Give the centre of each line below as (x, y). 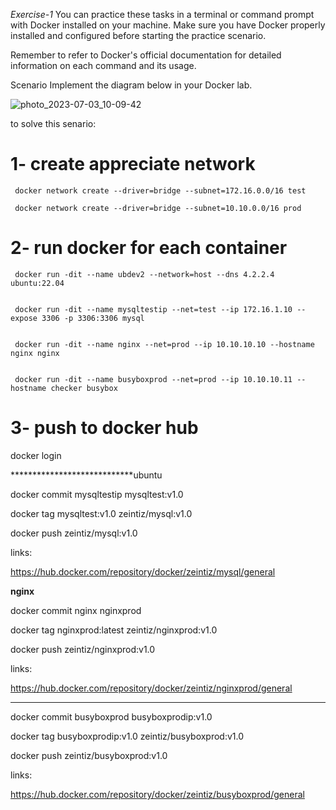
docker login (36, 455)
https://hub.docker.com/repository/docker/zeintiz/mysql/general (143, 571)
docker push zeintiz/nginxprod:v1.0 (83, 649)
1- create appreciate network (133, 164)
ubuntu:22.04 (37, 283)
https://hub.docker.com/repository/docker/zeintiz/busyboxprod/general (157, 794)
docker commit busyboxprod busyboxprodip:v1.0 (111, 716)
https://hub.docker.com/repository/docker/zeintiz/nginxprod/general (151, 688)
